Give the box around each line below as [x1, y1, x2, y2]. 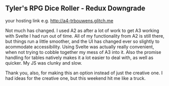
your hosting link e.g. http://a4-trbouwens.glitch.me [5, 17, 114, 23]
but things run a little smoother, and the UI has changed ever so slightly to [5, 38, 160, 44]
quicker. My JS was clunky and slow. [5, 60, 82, 66]
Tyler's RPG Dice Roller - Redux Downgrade [5, 4, 146, 13]
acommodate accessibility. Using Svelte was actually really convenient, [5, 43, 154, 50]
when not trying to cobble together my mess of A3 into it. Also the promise [5, 49, 161, 55]
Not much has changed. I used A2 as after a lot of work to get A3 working [5, 27, 159, 34]
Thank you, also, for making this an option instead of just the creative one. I [5, 70, 163, 76]
